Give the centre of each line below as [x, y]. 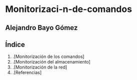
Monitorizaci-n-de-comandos [69, 9]
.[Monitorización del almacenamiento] [51, 62]
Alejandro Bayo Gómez [41, 28]
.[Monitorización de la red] [40, 67]
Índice [15, 44]
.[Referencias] [27, 72]
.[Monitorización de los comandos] [48, 56]
